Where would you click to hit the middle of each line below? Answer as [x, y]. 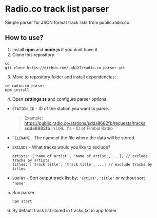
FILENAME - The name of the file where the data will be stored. [74, 138]
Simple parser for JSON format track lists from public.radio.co [67, 22]
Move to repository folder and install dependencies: [64, 77]
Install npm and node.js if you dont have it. [55, 49]
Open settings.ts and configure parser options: [60, 99]
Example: [33, 118]
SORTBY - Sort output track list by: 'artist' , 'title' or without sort [78, 178]
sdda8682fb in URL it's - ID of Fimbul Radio [69, 128]
